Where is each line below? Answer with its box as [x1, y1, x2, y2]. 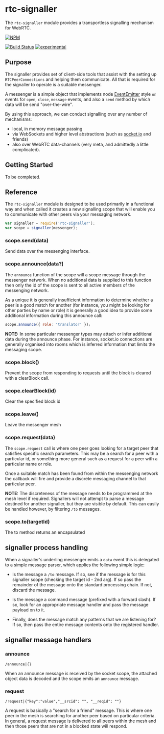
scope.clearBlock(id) [5, 387, 56, 394]
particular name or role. [5, 461, 52, 467]
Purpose [5, 58, 32, 67]
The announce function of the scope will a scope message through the [5, 271, 145, 278]
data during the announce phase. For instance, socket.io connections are [5, 336, 153, 342]
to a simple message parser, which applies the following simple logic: [5, 562, 145, 568]
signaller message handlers [5, 636, 92, 644]
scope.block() [5, 359, 39, 366]
